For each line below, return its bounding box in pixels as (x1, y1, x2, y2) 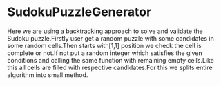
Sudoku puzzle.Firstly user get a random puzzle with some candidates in (7, 34, 214, 42)
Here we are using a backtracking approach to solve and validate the (7, 27, 203, 35)
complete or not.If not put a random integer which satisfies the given (7, 49, 202, 57)
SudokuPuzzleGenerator (7, 4, 152, 20)
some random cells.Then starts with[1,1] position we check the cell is (7, 41, 202, 50)
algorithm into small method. (7, 70, 88, 79)
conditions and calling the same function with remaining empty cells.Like (7, 56, 214, 64)
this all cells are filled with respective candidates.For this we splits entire (7, 63, 213, 72)
